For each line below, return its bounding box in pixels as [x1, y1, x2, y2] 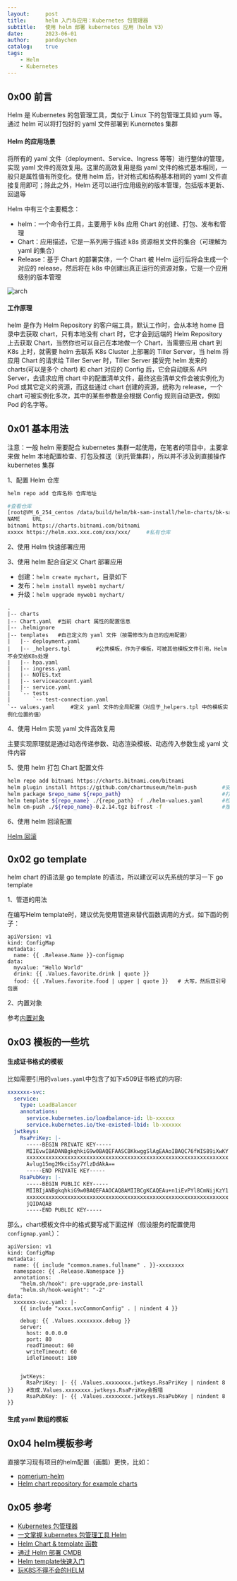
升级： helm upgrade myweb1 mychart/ [17, 590, 126, 598]
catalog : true [7, 43, 59, 50]
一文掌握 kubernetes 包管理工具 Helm [17, 1530, 127, 1539]
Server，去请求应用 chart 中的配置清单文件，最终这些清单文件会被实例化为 [7, 374, 224, 382]
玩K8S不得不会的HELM [17, 1565, 85, 1574]
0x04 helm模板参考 [7, 1438, 94, 1450]
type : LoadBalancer [20, 1101, 78, 1109]
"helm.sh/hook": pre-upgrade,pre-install [20, 1280, 143, 1288]
